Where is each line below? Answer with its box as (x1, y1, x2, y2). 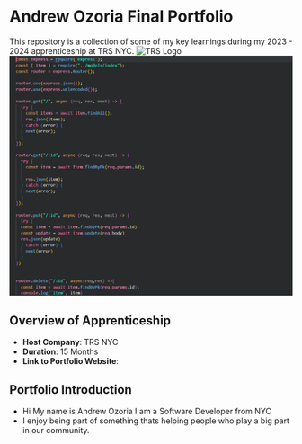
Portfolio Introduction (9, 382, 132, 397)
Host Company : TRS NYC (22, 337, 119, 348)
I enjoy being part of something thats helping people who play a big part (22, 415, 290, 426)
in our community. (22, 425, 90, 436)
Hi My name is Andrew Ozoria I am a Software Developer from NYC (22, 406, 272, 417)
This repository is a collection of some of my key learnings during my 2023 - (9, 36, 293, 47)
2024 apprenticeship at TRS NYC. (9, 45, 135, 56)
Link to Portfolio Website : (22, 356, 120, 367)
